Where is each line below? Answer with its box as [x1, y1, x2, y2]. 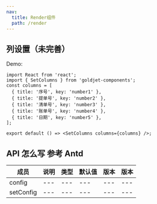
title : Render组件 [11, 14, 56, 21]
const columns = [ [6, 83, 52, 89]
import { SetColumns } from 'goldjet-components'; [6, 77, 136, 83]
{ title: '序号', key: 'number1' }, [11, 89, 102, 95]
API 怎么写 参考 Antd [6, 148, 84, 159]
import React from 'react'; [6, 72, 77, 78]
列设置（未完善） [6, 43, 70, 54]
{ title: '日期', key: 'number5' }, [11, 115, 102, 121]
